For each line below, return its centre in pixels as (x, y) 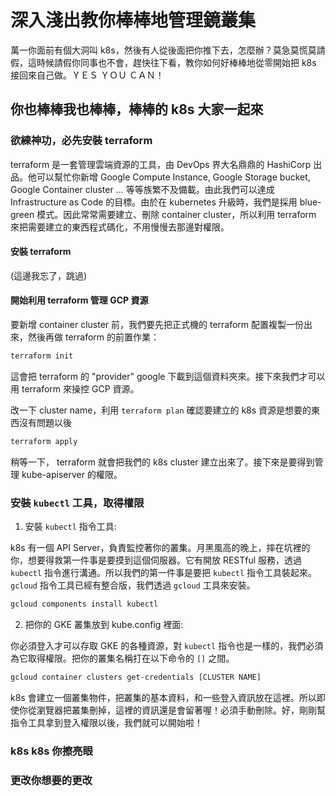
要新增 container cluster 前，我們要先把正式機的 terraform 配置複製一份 (157, 325)
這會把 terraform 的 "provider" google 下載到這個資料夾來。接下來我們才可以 (168, 376)
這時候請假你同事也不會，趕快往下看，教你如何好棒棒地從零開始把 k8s (172, 62)
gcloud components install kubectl (84, 604)
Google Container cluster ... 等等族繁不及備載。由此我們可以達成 (142, 189)
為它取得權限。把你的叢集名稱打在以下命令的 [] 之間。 (122, 658)
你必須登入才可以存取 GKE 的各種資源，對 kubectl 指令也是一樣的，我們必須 (167, 645)
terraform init (42, 356)
